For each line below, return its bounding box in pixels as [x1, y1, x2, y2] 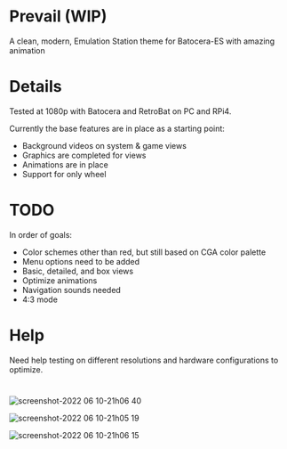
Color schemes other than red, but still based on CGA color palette [21, 247, 267, 257]
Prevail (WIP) [9, 6, 108, 27]
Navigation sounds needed [21, 284, 122, 295]
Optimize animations [21, 274, 98, 286]
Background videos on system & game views [21, 140, 187, 151]
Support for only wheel [21, 168, 107, 179]
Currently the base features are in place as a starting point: [9, 123, 225, 134]
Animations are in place [21, 159, 108, 170]
